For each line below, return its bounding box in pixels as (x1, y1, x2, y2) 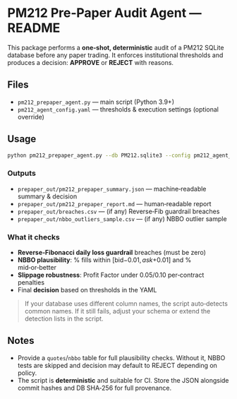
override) (17, 112, 44, 121)
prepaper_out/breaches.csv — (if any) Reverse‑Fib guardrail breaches (17, 207, 220, 215)
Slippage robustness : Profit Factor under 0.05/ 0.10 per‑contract (17, 270, 205, 280)
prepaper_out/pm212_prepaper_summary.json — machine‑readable (17, 184, 207, 193)
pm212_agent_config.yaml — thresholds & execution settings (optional (17, 105, 219, 114)
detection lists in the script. (24, 314, 104, 323)
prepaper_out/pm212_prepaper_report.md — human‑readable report (17, 199, 212, 208)
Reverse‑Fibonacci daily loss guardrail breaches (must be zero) (17, 249, 207, 257)
